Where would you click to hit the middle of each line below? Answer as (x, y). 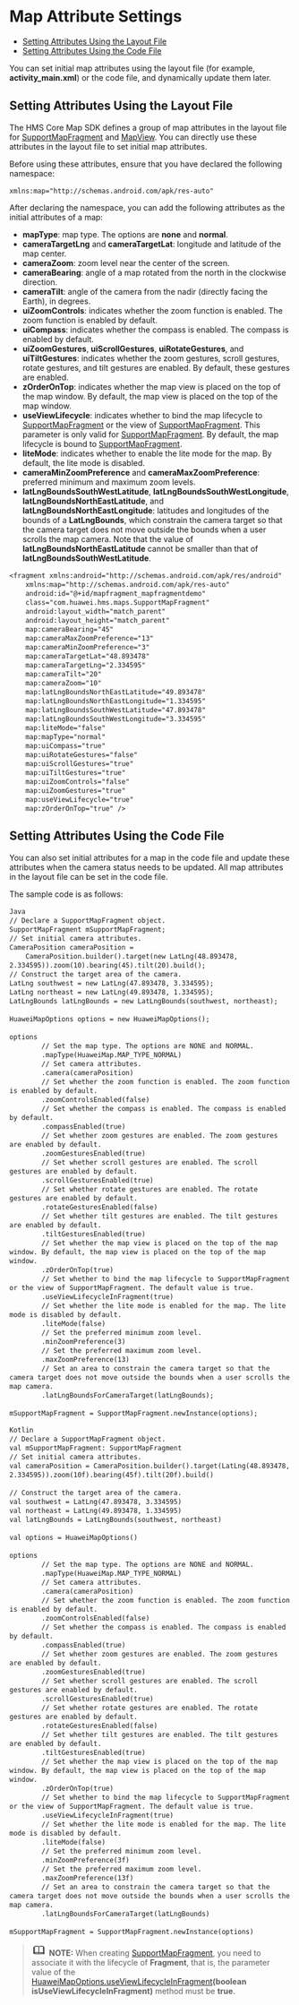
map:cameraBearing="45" (70, 629)
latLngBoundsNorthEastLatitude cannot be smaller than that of (140, 548)
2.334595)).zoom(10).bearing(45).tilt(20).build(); (107, 965)
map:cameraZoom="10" (64, 683)
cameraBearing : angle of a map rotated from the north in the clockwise (154, 272)
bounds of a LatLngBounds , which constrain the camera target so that (153, 520)
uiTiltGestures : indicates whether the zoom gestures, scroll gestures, (151, 358)
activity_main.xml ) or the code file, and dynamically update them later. (140, 77)
